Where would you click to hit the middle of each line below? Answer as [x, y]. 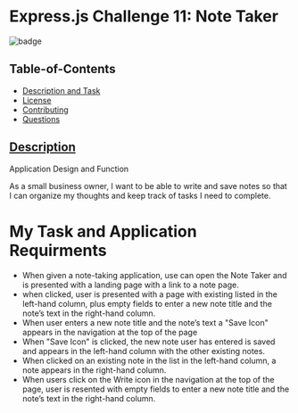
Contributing [45, 110]
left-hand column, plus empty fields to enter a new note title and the [147, 303]
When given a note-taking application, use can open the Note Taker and [154, 275]
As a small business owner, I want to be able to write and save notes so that [148, 186]
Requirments [58, 250]
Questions [41, 119]
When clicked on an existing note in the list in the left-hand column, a [149, 360]
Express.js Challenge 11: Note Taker [144, 17]
